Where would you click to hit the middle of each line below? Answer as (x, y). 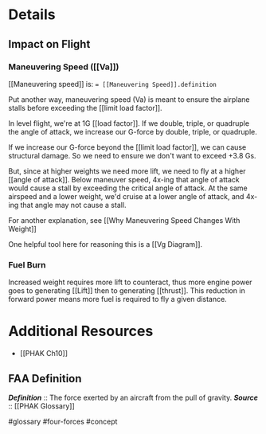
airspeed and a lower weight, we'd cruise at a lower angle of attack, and (126, 196)
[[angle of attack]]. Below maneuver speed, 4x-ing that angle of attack (124, 179)
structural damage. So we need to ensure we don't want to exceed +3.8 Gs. (132, 155)
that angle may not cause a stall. (73, 205)
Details (32, 15)
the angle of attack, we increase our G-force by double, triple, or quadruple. (133, 131)
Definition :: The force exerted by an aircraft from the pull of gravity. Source (133, 397)
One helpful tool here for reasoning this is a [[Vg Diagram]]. (106, 244)
